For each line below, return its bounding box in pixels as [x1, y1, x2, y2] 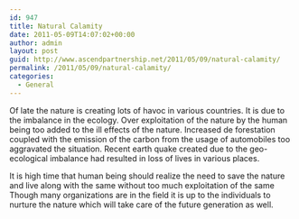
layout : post [9, 47, 59, 56]
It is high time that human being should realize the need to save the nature [9, 170, 285, 181]
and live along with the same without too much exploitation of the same [9, 179, 276, 190]
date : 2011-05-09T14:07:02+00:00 [9, 30, 135, 39]
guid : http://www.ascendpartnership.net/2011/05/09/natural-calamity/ [9, 55, 281, 64]
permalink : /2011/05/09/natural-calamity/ [9, 64, 172, 73]
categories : [9, 72, 54, 81]
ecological [9, 152, 48, 163]
